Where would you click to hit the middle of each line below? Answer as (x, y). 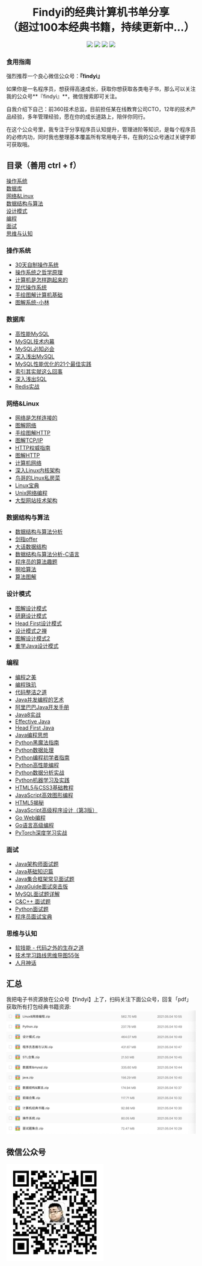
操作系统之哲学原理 (39, 272)
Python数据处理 (34, 750)
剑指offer (26, 539)
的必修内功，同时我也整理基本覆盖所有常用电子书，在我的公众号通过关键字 (98, 137)
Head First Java (35, 728)
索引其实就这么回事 (39, 371)
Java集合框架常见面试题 (45, 879)
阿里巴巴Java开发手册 (42, 707)
